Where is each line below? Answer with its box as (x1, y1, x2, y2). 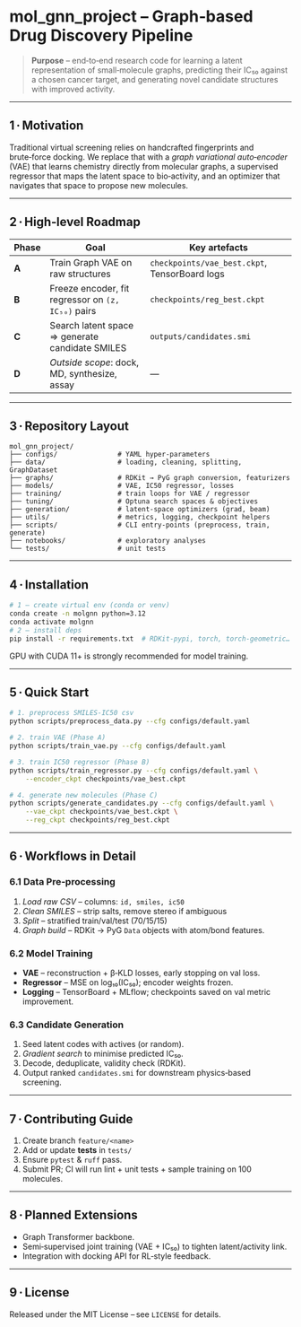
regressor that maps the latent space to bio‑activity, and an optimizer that (9, 170, 280, 181)
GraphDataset (9, 466, 58, 475)
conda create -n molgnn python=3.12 (9, 609, 146, 618)
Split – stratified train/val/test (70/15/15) (21, 915, 168, 926)
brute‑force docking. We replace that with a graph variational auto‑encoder (9, 151, 288, 162)
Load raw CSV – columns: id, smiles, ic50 (21, 895, 185, 907)
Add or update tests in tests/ (21, 1145, 133, 1156)
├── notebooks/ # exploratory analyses (9, 537, 206, 546)
